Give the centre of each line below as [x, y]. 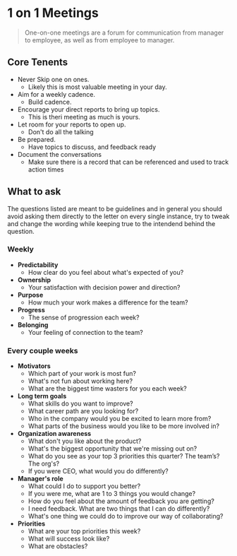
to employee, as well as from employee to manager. [99, 40]
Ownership [34, 280]
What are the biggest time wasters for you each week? [107, 389]
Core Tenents [38, 63]
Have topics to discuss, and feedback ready [92, 147]
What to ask [34, 192]
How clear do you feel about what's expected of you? [106, 272]
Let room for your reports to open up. [72, 124]
